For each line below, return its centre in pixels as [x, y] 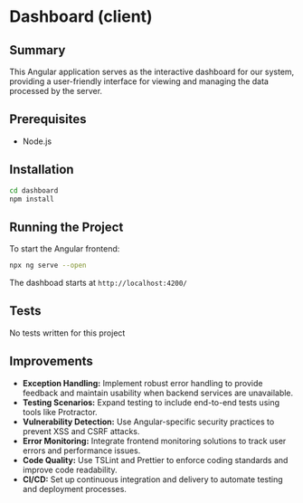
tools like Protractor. [60, 412]
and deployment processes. [74, 489]
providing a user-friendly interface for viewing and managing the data [139, 81]
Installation [42, 170]
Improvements [51, 361]
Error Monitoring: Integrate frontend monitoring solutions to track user [154, 441]
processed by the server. [56, 91]
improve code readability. [70, 470]
